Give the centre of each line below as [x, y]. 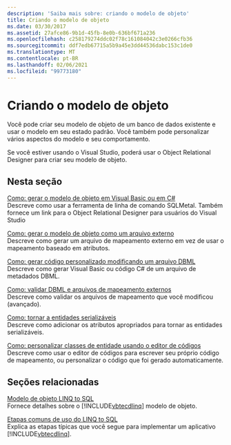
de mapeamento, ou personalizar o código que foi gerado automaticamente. [115, 360]
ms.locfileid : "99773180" [44, 71]
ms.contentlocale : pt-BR [43, 59]
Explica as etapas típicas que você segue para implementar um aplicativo [111, 427]
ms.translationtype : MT [41, 52]
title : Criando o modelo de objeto [58, 20]
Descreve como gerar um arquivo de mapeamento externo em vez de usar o [115, 241]
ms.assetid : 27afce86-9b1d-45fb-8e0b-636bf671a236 [81, 33]
